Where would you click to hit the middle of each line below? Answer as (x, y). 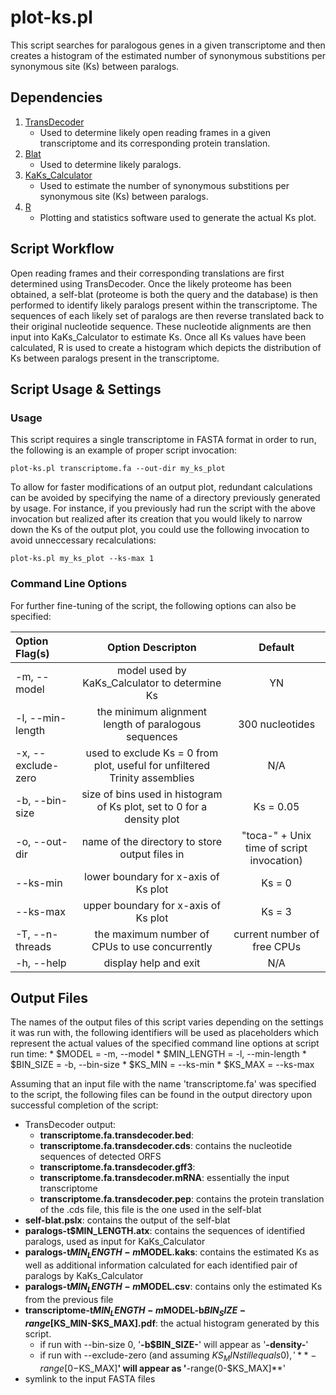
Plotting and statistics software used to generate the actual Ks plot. (178, 217)
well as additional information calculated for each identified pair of (161, 1265)
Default (276, 647)
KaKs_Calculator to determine (152, 683)
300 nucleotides (277, 724)
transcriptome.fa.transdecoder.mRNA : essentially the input (164, 1178)
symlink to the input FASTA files (90, 1378)
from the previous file (69, 1299)
